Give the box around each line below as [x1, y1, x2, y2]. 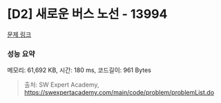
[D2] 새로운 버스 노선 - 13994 [7, 6, 168, 22]
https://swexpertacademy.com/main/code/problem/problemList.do [23, 89, 215, 97]
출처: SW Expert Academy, [23, 80, 99, 89]
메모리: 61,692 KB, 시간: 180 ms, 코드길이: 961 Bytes [7, 66, 152, 74]
